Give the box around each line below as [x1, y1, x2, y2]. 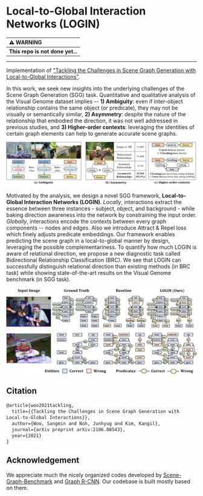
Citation [6, 386, 37, 396]
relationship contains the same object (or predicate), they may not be [6, 104, 178, 111]
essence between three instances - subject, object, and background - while [6, 205, 195, 213]
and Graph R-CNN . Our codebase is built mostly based [53, 477, 190, 485]
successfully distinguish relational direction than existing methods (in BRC [6, 263, 190, 270]
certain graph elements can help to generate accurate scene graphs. [6, 130, 178, 137]
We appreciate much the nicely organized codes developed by [6, 471, 162, 478]
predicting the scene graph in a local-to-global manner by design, [6, 237, 170, 245]
